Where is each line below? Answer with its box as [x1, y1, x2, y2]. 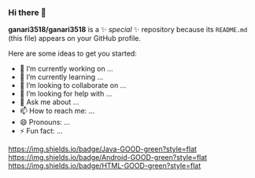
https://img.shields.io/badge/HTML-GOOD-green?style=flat [8, 161, 201, 171]
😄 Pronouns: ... [19, 118, 71, 127]
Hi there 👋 [8, 7, 47, 18]
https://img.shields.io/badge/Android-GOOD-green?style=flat [8, 153, 207, 162]
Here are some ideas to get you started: [8, 49, 138, 58]
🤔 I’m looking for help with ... [19, 89, 113, 99]
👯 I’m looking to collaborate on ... [19, 81, 127, 90]
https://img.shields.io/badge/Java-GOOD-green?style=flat [8, 144, 197, 154]
